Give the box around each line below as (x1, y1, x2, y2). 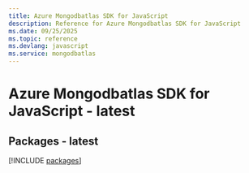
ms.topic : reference (8, 34, 79, 43)
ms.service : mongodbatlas (8, 50, 96, 58)
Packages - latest (8, 134, 99, 148)
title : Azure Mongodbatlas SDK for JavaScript (8, 11, 169, 20)
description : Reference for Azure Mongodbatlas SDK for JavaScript (8, 19, 242, 28)
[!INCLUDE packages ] (8, 156, 82, 165)
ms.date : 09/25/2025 (8, 27, 79, 35)
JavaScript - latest (8, 102, 135, 120)
